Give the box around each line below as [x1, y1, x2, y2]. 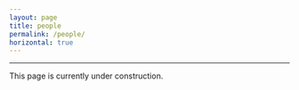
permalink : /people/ [9, 29, 86, 38]
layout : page [9, 12, 58, 22]
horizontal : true [9, 37, 74, 47]
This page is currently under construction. [9, 70, 164, 81]
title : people [9, 21, 62, 30]
